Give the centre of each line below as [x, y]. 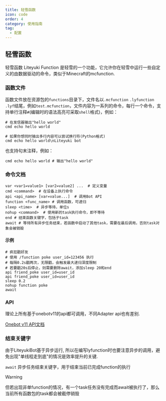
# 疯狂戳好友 [17, 252]
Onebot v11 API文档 [25, 324]
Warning [14, 377]
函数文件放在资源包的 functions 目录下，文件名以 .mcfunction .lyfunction [80, 100]
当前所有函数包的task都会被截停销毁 [42, 394]
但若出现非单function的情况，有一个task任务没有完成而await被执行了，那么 [83, 388]
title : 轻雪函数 [20, 10]
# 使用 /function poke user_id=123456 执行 [49, 257]
